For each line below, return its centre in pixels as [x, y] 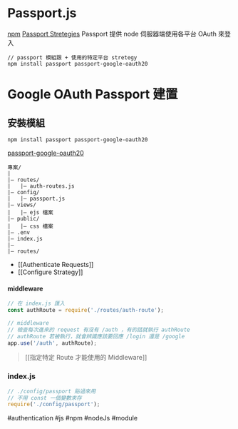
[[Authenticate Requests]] [56, 264]
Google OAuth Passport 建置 [93, 95]
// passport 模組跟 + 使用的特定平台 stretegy [72, 57]
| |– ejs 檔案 [30, 212]
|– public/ [24, 218]
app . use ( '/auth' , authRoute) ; [52, 343]
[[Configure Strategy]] [50, 272]
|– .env [19, 232]
